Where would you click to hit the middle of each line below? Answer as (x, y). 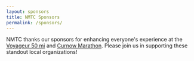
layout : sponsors (28, 12)
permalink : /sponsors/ (34, 23)
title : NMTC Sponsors (33, 17)
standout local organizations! (42, 52)
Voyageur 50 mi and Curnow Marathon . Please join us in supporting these (97, 46)
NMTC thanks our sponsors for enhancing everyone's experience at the (95, 40)
